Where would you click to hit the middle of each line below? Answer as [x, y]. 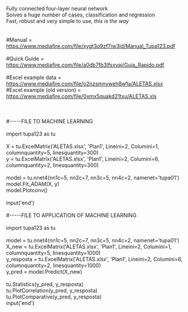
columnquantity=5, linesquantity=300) [52, 152]
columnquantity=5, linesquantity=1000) [53, 253]
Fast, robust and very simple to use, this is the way [68, 21]
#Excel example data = [34, 77]
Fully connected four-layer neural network [57, 9]
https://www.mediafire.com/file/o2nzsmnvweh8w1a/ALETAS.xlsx [85, 84]
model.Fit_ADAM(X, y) [33, 184]
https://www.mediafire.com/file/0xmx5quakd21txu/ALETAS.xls [81, 96]
